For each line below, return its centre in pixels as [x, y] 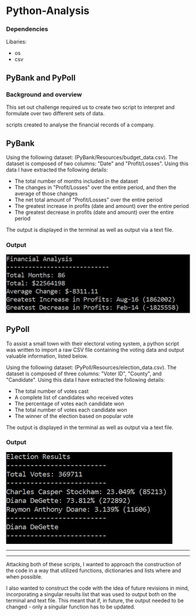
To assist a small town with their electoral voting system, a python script [92, 343]
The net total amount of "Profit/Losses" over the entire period [88, 200]
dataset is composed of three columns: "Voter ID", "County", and [84, 374]
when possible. [24, 576]
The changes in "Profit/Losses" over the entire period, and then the [95, 187]
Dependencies [27, 29]
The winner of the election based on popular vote [74, 416]
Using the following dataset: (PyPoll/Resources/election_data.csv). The [91, 367]
